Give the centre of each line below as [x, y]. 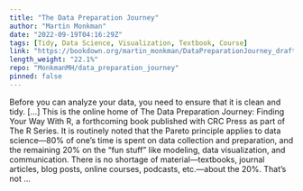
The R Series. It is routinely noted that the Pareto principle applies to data [145, 131]
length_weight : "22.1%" [54, 59]
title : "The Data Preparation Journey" [84, 18]
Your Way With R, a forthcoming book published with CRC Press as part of [147, 121]
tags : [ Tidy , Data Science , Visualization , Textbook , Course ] [129, 43]
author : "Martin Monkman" [58, 26]
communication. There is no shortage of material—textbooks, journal [137, 159]
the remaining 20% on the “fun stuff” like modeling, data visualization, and [147, 150]
